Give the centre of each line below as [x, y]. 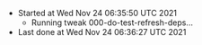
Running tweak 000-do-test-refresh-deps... [112, 22]
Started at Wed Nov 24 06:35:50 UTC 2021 [97, 13]
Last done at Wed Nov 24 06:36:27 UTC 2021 [102, 32]
